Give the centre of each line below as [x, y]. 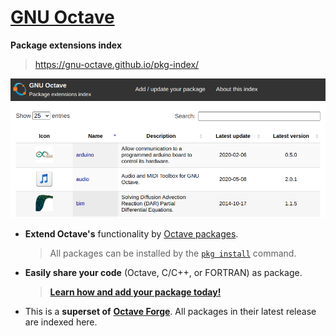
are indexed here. [61, 322]
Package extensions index [66, 45]
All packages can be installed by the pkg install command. [173, 253]
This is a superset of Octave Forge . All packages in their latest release [170, 312]
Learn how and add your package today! [135, 292]
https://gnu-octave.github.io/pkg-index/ [117, 64]
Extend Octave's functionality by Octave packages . [131, 234]
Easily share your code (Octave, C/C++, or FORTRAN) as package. [163, 273]
